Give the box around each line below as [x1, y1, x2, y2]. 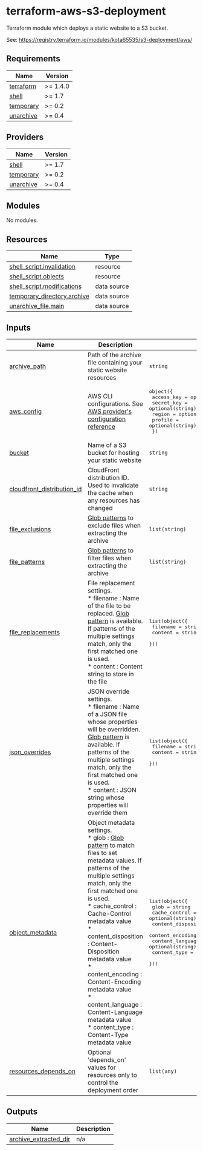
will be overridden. [87, 725, 141, 733]
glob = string [152, 904, 191, 910]
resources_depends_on [9, 1067, 76, 1075]
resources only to [87, 1071, 137, 1079]
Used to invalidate [87, 481, 139, 489]
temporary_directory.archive [9, 292, 89, 301]
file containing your [87, 358, 143, 366]
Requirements [6, 53, 60, 64]
